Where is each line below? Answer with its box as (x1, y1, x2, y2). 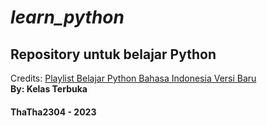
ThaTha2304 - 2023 (10, 106, 97, 118)
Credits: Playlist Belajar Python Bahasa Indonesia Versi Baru (10, 72, 257, 84)
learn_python (10, 6, 125, 29)
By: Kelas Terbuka (10, 83, 88, 95)
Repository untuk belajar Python (10, 46, 217, 63)
